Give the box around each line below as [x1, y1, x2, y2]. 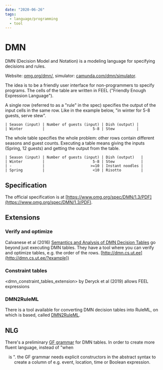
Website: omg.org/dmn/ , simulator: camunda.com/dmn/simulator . [5, 73, 137, 79]
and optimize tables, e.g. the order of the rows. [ [5, 249, 103, 255]
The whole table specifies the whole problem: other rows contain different [5, 135, 155, 141]
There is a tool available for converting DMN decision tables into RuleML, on [5, 307, 158, 313]
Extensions [5, 214, 40, 222]
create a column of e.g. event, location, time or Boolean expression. [14, 359, 151, 365]
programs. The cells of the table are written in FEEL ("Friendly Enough [5, 88, 146, 94]
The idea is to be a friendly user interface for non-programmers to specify [5, 82, 155, 88]
